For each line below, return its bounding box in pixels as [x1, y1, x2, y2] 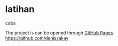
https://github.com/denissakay [5, 35, 69, 41]
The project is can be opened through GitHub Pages [5, 29, 113, 35]
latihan [5, 3, 35, 15]
